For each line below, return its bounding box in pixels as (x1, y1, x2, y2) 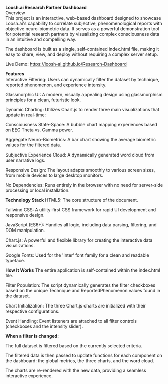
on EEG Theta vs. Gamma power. (5, 127, 74, 133)
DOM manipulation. (5, 227, 45, 233)
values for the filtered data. (5, 142, 61, 148)
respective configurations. (5, 308, 60, 314)
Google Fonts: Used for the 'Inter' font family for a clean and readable (5, 252, 149, 258)
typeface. (5, 258, 25, 263)
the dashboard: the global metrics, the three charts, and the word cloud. (5, 358, 154, 364)
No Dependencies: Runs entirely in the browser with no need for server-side (5, 182, 163, 188)
